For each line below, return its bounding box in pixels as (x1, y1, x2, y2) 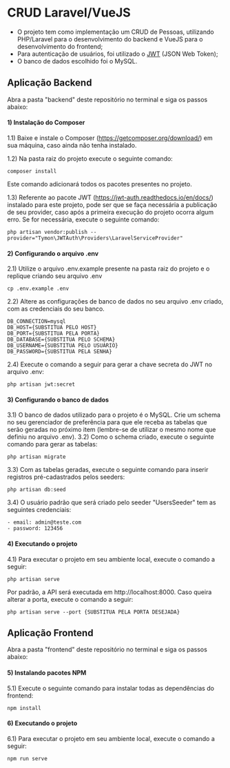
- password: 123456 (7, 525, 63, 532)
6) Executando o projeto (7, 719, 78, 727)
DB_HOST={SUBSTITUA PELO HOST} (7, 324, 97, 331)
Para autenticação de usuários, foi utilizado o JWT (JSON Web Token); (17, 50, 218, 58)
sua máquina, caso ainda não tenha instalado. (7, 141, 137, 149)
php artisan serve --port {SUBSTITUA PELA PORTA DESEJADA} (7, 609, 180, 616)
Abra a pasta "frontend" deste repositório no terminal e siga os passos (7, 645, 208, 653)
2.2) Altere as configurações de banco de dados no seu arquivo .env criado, (7, 297, 224, 306)
